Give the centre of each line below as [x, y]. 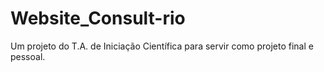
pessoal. [28, 56]
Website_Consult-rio [98, 18]
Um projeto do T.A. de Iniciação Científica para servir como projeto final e [162, 46]
